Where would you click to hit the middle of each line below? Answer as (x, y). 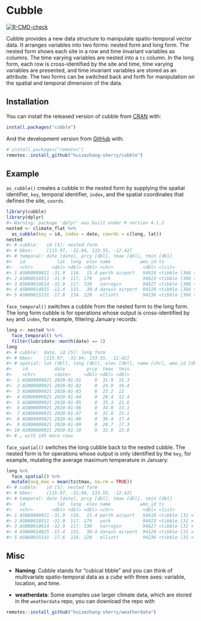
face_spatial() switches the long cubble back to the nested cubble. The (96, 447)
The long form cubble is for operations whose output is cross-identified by (98, 313)
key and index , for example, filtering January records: (72, 319)
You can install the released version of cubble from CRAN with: (84, 116)
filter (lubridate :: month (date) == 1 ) (59, 341)
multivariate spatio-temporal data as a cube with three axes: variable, (100, 577)
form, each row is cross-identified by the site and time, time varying (90, 64)
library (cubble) (26, 212)
